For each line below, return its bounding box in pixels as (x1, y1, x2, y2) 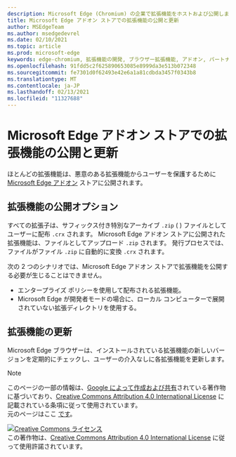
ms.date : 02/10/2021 (7, 37, 68, 44)
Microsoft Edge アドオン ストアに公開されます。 (7, 178, 147, 187)
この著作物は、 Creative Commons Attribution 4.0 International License (7, 433, 211, 442)
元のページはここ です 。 (7, 409, 77, 418)
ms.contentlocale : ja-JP (7, 82, 80, 89)
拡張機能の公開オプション (7, 201, 118, 213)
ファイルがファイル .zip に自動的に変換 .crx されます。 (7, 247, 169, 256)
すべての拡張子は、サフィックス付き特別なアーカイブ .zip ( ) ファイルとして (7, 220, 227, 229)
